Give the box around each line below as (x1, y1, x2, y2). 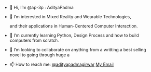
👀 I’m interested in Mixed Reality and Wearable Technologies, (9, 14, 131, 19)
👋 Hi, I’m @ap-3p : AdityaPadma (9, 5, 74, 10)
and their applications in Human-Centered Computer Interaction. (9, 23, 138, 29)
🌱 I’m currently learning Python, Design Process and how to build (9, 33, 139, 38)
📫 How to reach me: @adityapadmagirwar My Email (9, 61, 114, 67)
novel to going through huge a (9, 52, 70, 58)
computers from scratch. (9, 37, 59, 43)
